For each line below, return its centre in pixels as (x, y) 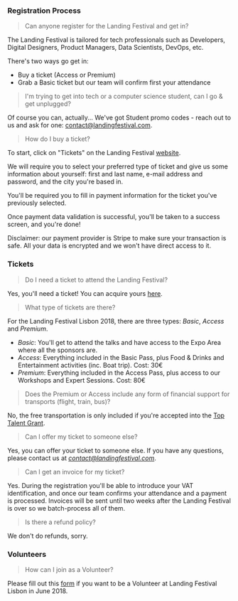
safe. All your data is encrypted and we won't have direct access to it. (109, 246)
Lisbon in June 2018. (38, 591)
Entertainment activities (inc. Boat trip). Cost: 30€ (90, 365)
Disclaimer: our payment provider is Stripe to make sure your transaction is (117, 238)
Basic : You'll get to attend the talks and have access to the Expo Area (119, 342)
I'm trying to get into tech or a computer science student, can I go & (124, 96)
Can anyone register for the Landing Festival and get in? (107, 26)
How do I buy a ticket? (58, 139)
